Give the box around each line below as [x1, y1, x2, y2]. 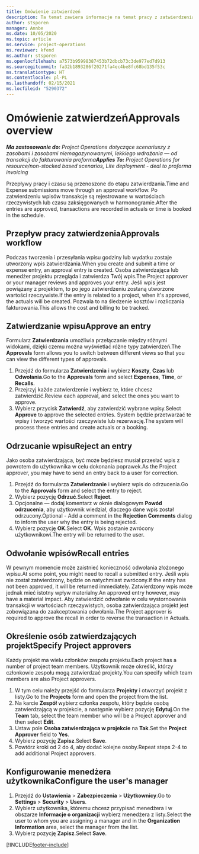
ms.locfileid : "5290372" [6, 86, 68, 92]
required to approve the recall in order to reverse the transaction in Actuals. [6, 614, 190, 622]
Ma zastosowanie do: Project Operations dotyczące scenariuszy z [6, 143, 171, 150]
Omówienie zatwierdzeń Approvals [6, 111, 181, 125]
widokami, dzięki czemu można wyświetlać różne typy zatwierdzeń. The [6, 343, 181, 350]
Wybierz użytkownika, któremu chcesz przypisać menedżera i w [14, 804, 173, 811]
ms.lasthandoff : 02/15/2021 [6, 81, 76, 86]
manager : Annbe [6, 25, 44, 31]
